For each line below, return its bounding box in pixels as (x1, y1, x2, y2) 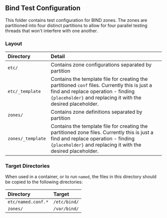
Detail (50, 53, 65, 60)
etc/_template (7, 89, 41, 94)
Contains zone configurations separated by (50, 62, 152, 69)
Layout (5, 40, 22, 47)
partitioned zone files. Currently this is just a (50, 129, 154, 136)
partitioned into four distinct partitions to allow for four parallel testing (5, 22, 148, 28)
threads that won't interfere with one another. (5, 27, 98, 34)
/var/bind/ (53, 206, 79, 212)
